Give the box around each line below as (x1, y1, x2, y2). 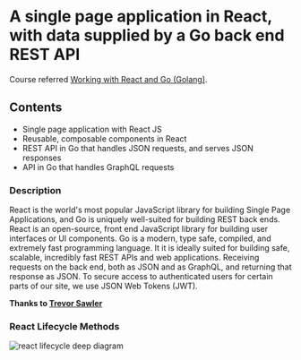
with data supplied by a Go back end (9, 25, 285, 46)
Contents (9, 100, 63, 116)
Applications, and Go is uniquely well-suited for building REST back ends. (9, 214, 280, 225)
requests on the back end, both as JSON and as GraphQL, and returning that (9, 261, 293, 272)
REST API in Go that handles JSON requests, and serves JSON (21, 142, 254, 153)
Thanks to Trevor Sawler (9, 298, 103, 309)
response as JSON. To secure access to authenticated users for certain (9, 271, 273, 282)
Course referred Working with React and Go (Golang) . (9, 73, 208, 84)
